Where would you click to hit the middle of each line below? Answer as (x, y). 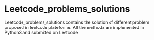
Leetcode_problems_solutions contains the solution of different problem (77, 22)
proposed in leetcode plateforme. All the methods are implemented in (75, 27)
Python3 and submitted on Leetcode (41, 32)
